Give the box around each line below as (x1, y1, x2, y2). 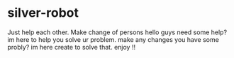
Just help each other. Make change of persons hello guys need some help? (7, 28, 228, 36)
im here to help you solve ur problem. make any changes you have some (7, 35, 220, 43)
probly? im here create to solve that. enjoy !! (7, 43, 136, 51)
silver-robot (7, 5, 79, 21)
